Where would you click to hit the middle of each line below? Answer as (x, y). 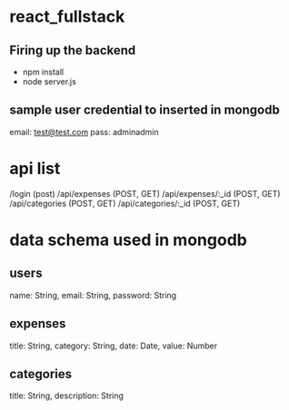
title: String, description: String (67, 395)
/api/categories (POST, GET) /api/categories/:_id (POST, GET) (125, 203)
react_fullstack (67, 17)
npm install (43, 72)
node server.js (50, 82)
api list (35, 169)
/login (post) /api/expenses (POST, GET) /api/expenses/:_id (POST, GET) (145, 193)
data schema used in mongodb (128, 240)
